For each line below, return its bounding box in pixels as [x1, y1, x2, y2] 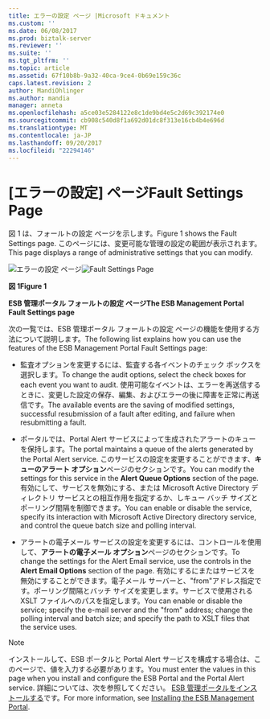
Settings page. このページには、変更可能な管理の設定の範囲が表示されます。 [8, 239, 262, 249]
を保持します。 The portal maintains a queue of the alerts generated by [19, 444, 254, 454]
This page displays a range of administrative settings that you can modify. [8, 248, 253, 257]
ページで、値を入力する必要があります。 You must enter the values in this [14, 664, 256, 674]
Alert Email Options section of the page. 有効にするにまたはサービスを [19, 566, 256, 576]
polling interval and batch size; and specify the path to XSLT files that [19, 614, 250, 623]
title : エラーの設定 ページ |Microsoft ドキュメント [8, 11, 170, 20]
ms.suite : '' [8, 49, 52, 57]
